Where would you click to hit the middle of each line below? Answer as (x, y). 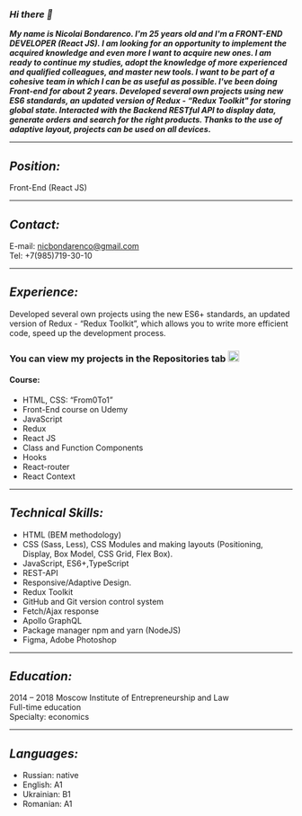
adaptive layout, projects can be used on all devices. (110, 129)
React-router (46, 466)
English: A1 (42, 785)
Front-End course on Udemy (75, 409)
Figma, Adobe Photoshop (69, 639)
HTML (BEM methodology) (71, 535)
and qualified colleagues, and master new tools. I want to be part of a (142, 72)
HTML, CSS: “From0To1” (68, 400)
